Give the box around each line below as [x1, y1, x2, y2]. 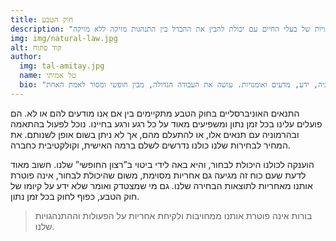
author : [10, 52, 43, 62]
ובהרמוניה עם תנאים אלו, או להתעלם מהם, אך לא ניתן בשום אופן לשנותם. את [10, 128, 300, 140]
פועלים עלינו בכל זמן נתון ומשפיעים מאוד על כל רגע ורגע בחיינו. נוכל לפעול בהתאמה [10, 117, 323, 130]
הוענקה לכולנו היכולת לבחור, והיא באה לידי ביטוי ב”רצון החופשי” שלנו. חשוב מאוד [10, 158, 315, 170]
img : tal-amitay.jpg [19, 61, 105, 71]
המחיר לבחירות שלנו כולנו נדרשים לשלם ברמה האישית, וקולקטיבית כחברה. [10, 139, 291, 151]
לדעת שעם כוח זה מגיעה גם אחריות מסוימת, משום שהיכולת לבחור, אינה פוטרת [10, 169, 307, 181]
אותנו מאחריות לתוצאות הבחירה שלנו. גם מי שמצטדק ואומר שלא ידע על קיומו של [10, 179, 313, 191]
